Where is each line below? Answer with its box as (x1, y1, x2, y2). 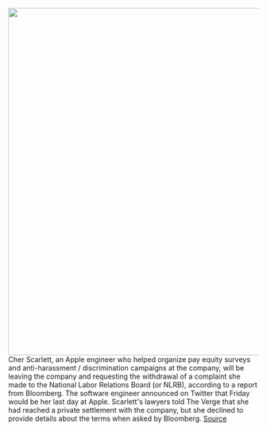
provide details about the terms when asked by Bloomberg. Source (8, 414, 227, 423)
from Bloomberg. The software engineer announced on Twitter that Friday (8, 389, 250, 398)
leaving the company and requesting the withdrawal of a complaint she (8, 371, 241, 381)
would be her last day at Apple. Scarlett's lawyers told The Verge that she (8, 397, 249, 406)
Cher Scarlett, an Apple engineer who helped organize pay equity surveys (8, 355, 251, 364)
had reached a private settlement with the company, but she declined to (8, 406, 244, 414)
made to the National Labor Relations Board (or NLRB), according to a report (8, 380, 258, 389)
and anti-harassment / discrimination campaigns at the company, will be (8, 364, 245, 372)
